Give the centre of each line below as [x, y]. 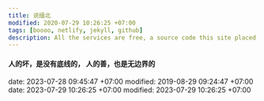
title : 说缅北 [30, 15]
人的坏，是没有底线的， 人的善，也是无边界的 [82, 63]
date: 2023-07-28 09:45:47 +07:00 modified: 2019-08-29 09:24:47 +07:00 [131, 82]
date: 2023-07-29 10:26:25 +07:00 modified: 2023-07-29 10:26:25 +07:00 [130, 90]
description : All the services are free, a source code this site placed [132, 37]
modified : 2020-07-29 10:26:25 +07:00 [72, 23]
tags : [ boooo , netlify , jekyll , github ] [76, 30]
